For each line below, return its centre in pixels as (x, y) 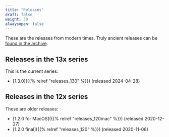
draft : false (19, 15)
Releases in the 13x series (47, 59)
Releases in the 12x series (47, 97)
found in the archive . (27, 44)
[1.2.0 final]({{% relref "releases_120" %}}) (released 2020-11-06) (80, 129)
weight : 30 (17, 19)
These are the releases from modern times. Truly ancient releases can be (81, 38)
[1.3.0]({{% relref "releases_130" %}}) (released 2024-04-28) (76, 81)
